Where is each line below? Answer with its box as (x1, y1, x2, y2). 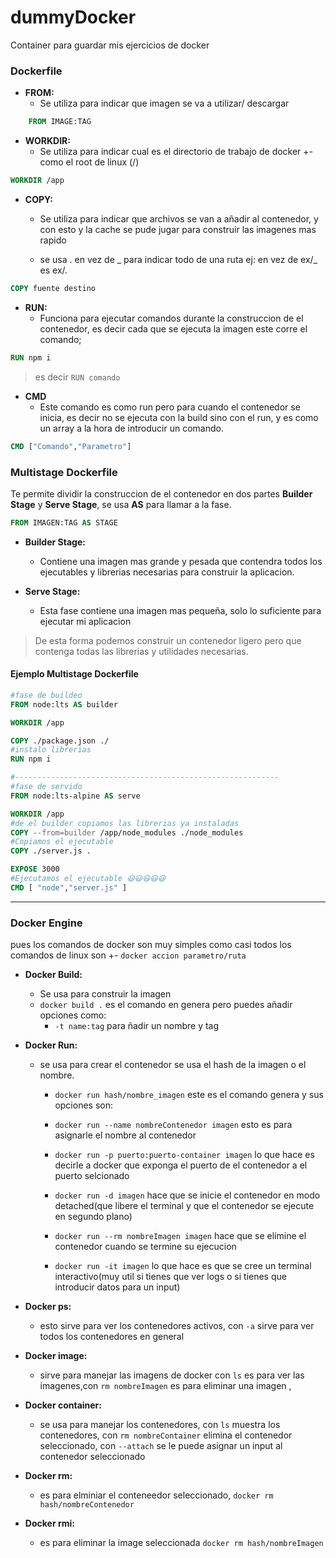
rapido (39, 234, 67, 246)
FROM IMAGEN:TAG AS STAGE (10, 517, 118, 528)
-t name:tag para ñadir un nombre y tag (54, 1020, 220, 1032)
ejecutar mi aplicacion (39, 615, 132, 627)
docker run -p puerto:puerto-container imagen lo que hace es (54, 1149, 315, 1161)
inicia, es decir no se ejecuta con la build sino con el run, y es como (39, 411, 319, 423)
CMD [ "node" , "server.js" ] (10, 882, 128, 893)
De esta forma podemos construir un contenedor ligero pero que (34, 634, 302, 646)
